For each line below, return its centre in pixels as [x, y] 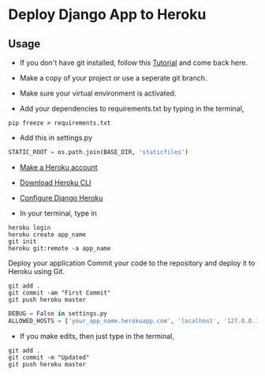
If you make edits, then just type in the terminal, [97, 336]
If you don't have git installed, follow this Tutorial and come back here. [134, 62]
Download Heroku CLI [55, 182]
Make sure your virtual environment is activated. [98, 93]
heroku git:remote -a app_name [60, 248]
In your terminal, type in [58, 213]
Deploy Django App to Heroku [107, 15]
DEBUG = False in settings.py [58, 314]
